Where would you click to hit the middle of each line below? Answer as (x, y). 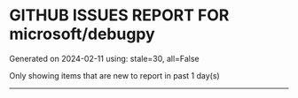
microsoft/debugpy (82, 34)
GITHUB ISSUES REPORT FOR (119, 15)
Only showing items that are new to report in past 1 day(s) (114, 75)
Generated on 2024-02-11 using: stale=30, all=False (104, 58)
